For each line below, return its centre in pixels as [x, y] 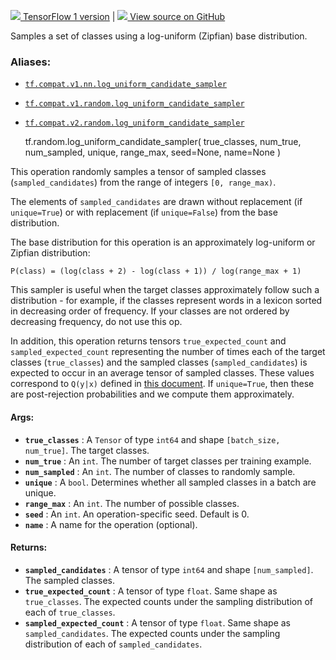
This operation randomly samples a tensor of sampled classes [138, 172]
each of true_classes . [70, 612]
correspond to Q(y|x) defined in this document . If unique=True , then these [162, 384]
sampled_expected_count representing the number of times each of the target [168, 352]
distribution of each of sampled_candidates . [113, 644]
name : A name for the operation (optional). [111, 524]
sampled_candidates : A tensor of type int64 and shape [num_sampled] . [169, 569]
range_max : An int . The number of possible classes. [132, 503]
